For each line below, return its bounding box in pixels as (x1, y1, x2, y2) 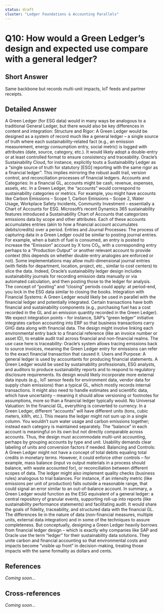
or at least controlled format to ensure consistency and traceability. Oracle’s (5, 154, 158, 160)
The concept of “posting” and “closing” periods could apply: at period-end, (5, 284, 157, 290)
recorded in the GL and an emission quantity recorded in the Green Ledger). (5, 310, 158, 316)
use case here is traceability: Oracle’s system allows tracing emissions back (5, 341, 158, 347)
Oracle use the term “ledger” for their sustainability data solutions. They (5, 533, 150, 538)
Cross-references (5, 589, 61, 597)
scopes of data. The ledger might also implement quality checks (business (5, 470, 155, 476)
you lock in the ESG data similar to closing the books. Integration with (5, 289, 144, 295)
